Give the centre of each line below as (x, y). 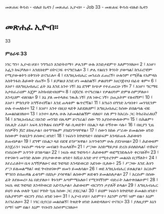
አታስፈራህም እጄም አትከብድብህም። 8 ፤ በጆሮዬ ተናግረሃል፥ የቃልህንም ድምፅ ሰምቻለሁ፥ (77, 92)
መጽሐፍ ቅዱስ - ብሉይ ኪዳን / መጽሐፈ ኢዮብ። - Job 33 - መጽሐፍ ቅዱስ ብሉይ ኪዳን (77, 7)
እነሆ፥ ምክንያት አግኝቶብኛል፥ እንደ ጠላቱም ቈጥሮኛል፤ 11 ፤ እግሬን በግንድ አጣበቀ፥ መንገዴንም (81, 103)
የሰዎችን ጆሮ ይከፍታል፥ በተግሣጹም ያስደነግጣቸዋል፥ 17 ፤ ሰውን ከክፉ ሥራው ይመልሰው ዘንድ (80, 130)
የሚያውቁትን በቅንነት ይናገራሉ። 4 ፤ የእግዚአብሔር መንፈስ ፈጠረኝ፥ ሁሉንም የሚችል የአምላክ (81, 75)
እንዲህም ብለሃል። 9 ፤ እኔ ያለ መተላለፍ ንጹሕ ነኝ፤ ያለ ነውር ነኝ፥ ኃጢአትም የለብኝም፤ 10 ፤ (79, 97)
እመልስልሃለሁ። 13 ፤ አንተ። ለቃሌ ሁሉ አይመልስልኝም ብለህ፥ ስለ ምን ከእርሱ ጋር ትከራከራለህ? (81, 114)
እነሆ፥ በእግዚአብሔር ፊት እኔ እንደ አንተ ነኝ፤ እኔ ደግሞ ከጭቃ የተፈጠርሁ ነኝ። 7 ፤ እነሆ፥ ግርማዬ (82, 86)
